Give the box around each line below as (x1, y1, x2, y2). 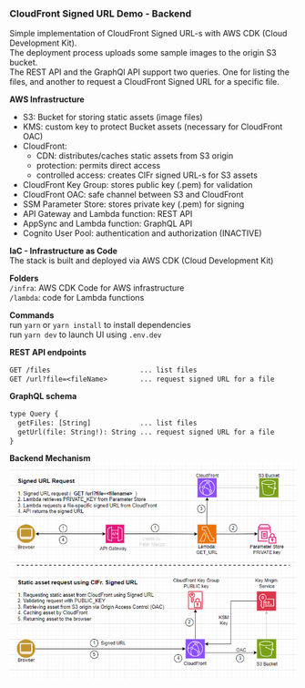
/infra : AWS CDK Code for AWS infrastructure (9, 282, 185, 293)
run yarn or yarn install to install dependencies (9, 320, 191, 331)
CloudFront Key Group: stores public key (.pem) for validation (22, 180, 253, 190)
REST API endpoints (9, 347, 86, 358)
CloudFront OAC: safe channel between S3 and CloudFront (22, 190, 244, 200)
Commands (9, 310, 55, 321)
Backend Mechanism (9, 453, 91, 464)
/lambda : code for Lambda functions (9, 293, 145, 303)
